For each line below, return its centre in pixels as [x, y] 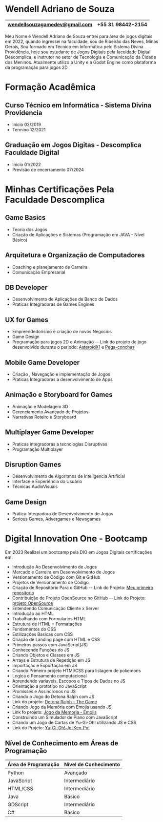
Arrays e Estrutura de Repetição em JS [51, 660]
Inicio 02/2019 [27, 124]
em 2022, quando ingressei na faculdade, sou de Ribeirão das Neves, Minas [82, 41]
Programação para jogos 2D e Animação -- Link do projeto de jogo [79, 342]
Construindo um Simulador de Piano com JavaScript [65, 717]
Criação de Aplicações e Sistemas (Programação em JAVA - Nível [78, 234]
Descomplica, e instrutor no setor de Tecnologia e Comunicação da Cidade [81, 57]
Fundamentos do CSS [34, 629]
